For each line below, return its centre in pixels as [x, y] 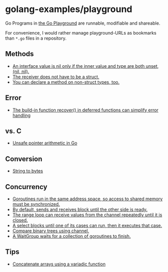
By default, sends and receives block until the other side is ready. [80, 210]
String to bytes [28, 171]
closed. [20, 220]
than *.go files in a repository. [36, 38]
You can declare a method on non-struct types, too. [66, 82]
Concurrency [26, 187]
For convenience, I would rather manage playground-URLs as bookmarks [81, 33]
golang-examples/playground [69, 9]
